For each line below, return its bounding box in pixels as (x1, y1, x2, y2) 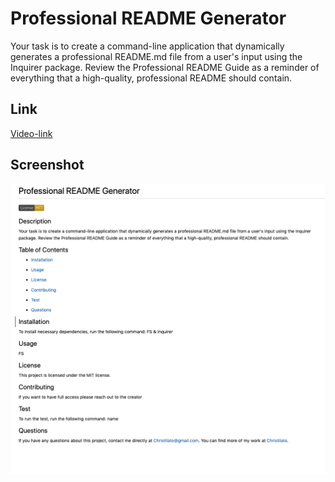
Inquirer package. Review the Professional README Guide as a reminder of (10, 61, 320, 73)
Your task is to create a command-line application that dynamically (10, 40, 285, 52)
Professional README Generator (10, 7, 287, 30)
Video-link (10, 127, 53, 139)
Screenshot (10, 157, 85, 174)
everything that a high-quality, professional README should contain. (10, 72, 293, 84)
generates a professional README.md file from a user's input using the (10, 50, 303, 62)
